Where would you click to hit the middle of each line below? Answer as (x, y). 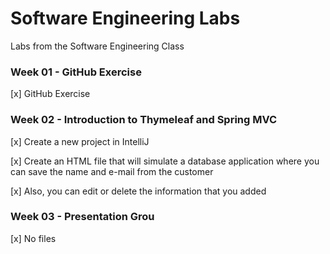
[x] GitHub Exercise (50, 94)
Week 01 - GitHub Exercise (76, 72)
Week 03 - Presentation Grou (82, 217)
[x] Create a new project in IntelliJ (80, 141)
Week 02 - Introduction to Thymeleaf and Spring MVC (144, 120)
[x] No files (33, 238)
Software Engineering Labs (125, 18)
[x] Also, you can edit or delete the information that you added (138, 191)
